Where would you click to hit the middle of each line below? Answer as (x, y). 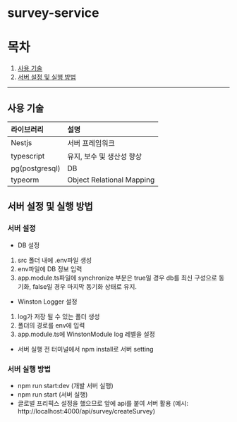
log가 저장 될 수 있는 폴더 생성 (59, 316)
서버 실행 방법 (29, 369)
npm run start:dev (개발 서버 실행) (66, 385)
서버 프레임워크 (91, 143)
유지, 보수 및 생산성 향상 (105, 156)
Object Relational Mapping (111, 180)
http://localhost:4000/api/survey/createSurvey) (86, 411)
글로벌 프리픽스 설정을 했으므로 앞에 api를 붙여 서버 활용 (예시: (103, 403)
